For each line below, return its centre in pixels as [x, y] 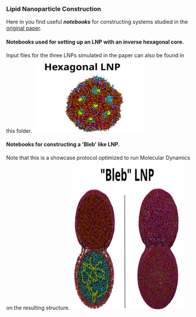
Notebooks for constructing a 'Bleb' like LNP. [63, 144]
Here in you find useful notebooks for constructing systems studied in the [97, 22]
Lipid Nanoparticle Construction [54, 9]
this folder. [19, 130]
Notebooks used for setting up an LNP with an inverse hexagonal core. [95, 42]
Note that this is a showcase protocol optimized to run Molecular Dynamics [98, 157]
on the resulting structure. [38, 307]
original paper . [24, 28]
